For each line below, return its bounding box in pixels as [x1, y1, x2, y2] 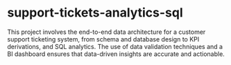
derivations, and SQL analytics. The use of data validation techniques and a [7, 42, 223, 50]
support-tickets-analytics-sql [7, 5, 184, 21]
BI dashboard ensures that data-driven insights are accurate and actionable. [7, 50, 225, 58]
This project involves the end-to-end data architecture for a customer [7, 28, 206, 36]
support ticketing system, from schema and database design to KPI [7, 35, 200, 43]
